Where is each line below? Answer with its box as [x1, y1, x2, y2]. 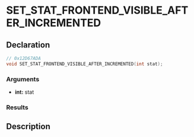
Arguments [6, 75, 40, 83]
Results [6, 103, 28, 111]
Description [6, 122, 50, 132]
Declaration [6, 40, 50, 50]
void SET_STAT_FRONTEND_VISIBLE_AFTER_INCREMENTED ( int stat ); [6, 60, 163, 67]
